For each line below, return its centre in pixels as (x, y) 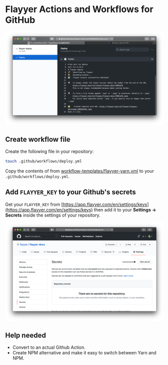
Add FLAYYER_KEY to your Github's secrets (71, 192)
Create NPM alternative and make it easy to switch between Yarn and (85, 353)
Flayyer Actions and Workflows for (79, 9)
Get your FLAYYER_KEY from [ (34, 204)
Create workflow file (38, 139)
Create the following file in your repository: (50, 151)
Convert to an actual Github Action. (49, 347)
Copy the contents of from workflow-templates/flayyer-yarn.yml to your (80, 171)
